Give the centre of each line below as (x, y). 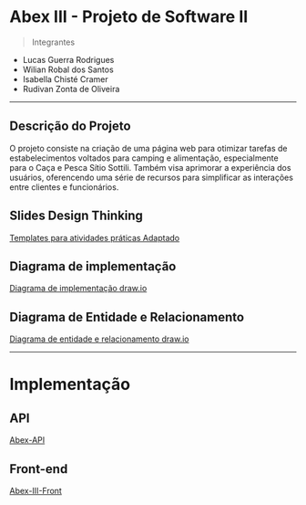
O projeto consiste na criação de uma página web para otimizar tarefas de (148, 148)
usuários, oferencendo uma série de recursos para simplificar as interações (152, 177)
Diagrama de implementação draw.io (78, 289)
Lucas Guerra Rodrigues (68, 59)
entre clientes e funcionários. (64, 187)
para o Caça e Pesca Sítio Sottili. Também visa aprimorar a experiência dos (150, 167)
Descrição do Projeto (70, 126)
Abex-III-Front (36, 491)
